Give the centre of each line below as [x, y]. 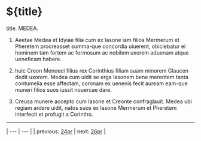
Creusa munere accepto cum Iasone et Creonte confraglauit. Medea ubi [103, 101]
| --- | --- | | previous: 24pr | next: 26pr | [56, 131]
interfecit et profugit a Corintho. [54, 114]
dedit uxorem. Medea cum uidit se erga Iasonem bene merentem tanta [101, 77]
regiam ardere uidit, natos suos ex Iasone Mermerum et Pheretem [96, 107]
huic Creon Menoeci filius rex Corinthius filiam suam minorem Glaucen [101, 70]
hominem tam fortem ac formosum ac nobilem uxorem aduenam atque [102, 52]
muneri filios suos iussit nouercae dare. [63, 89]
